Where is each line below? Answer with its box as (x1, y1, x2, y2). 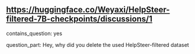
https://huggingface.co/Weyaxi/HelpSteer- (6, 5, 170, 15)
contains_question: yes (6, 30, 62, 37)
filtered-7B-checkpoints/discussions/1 (6, 14, 153, 24)
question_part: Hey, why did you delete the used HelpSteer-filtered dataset (6, 41, 190, 48)
